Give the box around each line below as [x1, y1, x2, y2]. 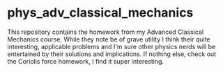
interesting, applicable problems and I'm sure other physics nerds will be [7, 42, 216, 51]
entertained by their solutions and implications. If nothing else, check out [7, 50, 217, 58]
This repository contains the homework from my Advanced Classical [7, 28, 204, 36]
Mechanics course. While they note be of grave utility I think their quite [7, 35, 210, 43]
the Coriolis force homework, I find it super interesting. [7, 57, 164, 65]
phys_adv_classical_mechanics [7, 5, 194, 21]
